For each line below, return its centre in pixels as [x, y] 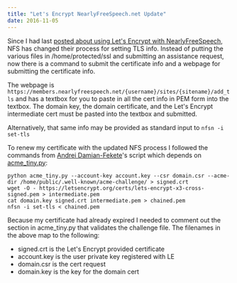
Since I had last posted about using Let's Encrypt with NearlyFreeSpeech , [115, 41]
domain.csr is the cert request [62, 264]
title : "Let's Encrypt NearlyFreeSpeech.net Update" [87, 14]
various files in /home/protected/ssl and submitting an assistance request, [116, 56]
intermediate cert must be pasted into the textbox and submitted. [102, 114]
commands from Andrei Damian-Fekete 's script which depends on [105, 155]
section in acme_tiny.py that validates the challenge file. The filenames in [114, 228]
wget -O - [22, 188]
